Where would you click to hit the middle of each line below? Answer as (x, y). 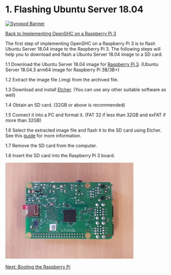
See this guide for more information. (44, 135)
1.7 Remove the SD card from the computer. (51, 145)
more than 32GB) (24, 120)
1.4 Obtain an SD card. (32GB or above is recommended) (65, 105)
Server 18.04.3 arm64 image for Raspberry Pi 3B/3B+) (62, 70)
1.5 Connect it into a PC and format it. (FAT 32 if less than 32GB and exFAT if (85, 115)
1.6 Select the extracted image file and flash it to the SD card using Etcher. (83, 130)
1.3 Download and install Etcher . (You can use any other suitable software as (86, 89)
